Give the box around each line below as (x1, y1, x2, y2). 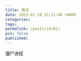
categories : (5, 17, 31, 22)
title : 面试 (5, 7, 29, 13)
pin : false (5, 31, 29, 36)
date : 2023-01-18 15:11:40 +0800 (5, 12, 76, 17)
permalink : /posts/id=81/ (5, 26, 60, 32)
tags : (5, 21, 17, 27)
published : (5, 36, 29, 41)
